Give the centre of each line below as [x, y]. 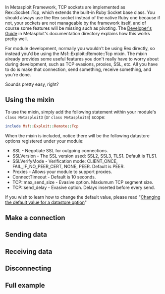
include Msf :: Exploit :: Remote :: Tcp [42, 126]
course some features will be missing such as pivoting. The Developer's [79, 28]
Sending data [26, 235]
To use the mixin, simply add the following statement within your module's [81, 112]
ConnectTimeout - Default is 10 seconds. [54, 177]
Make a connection [35, 218]
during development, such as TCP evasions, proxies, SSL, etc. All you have [82, 64]
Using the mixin [30, 100]
